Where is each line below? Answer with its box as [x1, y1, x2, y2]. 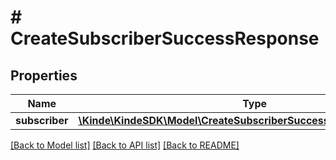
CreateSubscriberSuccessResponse [10, 27, 320, 50]
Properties [10, 67, 78, 84]
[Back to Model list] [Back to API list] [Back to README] [10, 139, 240, 151]
